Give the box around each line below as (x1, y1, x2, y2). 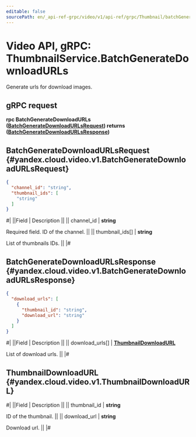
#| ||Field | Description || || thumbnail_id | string (6, 401, 121, 408)
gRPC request (6, 100, 57, 110)
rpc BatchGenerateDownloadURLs (6, 116, 92, 123)
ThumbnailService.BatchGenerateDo (6, 52, 190, 65)
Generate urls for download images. (6, 83, 92, 91)
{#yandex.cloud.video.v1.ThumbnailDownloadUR (6, 377, 190, 387)
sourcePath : (6, 14, 35, 20)
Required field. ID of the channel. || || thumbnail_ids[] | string (6, 228, 153, 235)
